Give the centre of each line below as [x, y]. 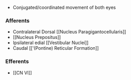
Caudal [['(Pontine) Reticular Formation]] [56, 48]
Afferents [17, 21]
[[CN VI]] [22, 73]
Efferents [17, 62]
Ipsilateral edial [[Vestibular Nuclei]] [51, 43]
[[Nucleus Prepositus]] [37, 37]
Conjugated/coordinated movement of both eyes [64, 7]
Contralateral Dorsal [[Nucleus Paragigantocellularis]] [69, 32]
